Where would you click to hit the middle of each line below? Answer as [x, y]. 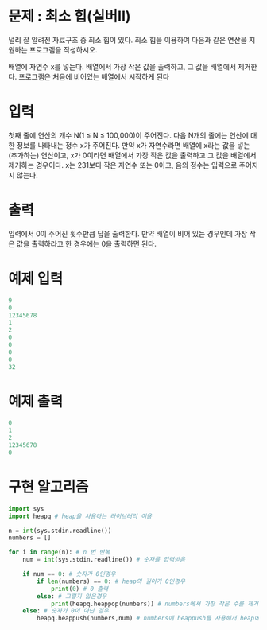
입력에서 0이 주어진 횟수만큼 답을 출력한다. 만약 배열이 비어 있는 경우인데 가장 [128, 233]
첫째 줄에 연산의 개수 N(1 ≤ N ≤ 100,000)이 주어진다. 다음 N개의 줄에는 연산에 [128, 135]
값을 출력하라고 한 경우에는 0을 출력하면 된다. [87, 243]
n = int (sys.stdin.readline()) [60, 531]
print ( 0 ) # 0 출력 [79, 589]
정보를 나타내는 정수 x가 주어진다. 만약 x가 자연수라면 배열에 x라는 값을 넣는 [133, 145]
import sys [26, 509]
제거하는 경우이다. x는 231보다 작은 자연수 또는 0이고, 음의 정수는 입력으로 [123, 165]
